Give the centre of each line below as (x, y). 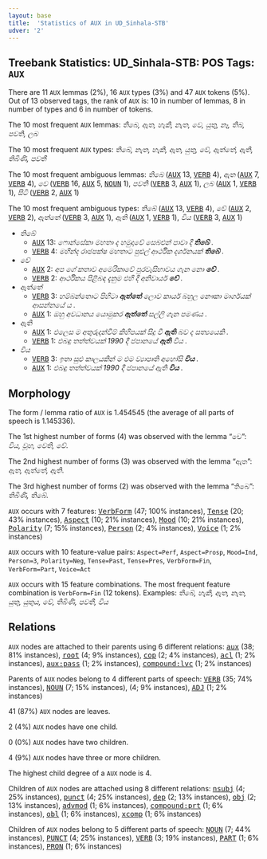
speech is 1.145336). (42, 421)
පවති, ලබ (23, 134)
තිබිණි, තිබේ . (29, 495)
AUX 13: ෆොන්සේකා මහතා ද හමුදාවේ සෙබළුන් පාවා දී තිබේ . (122, 242)
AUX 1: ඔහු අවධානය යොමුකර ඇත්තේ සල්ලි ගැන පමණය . (120, 314)
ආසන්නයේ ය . (53, 305)
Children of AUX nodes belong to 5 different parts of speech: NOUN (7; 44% (130, 829)
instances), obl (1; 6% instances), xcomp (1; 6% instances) (105, 814)
